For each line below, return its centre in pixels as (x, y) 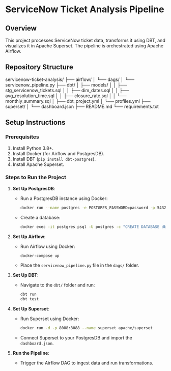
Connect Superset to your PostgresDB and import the (76, 338)
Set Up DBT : (26, 275)
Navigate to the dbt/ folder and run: (58, 285)
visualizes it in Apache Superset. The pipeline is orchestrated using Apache (84, 46)
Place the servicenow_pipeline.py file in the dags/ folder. (80, 265)
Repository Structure (39, 67)
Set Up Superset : (31, 309)
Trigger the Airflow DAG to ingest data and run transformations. (87, 363)
